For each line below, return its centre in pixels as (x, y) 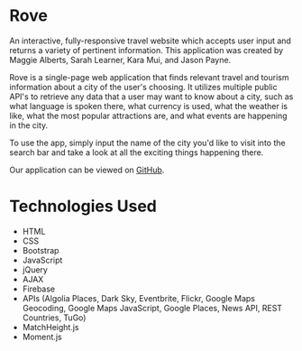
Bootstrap (41, 250)
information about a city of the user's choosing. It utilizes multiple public (143, 87)
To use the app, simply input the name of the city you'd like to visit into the (147, 143)
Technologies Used (83, 206)
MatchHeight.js (50, 327)
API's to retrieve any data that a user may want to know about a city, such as (151, 97)
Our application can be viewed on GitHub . (87, 170)
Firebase (39, 289)
